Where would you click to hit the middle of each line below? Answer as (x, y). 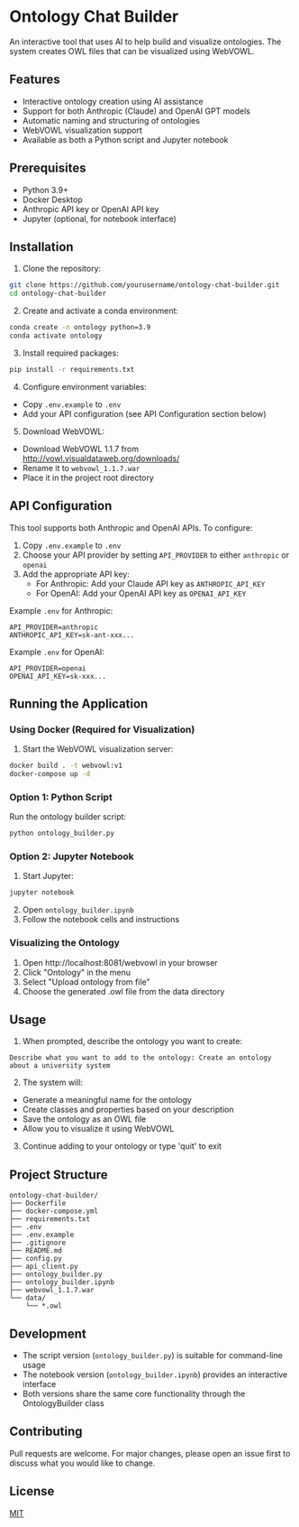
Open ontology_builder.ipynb (78, 910)
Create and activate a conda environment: (100, 311)
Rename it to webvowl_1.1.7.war (81, 467)
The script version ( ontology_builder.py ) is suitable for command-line (153, 1356)
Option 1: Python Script (61, 797)
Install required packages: (70, 353)
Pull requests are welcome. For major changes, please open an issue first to (150, 1453)
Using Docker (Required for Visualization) (102, 729)
